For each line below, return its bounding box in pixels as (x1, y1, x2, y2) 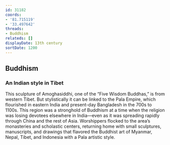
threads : (5, 26, 24, 32)
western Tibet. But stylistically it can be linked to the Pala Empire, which (5, 96, 156, 102)
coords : (5, 12, 22, 17)
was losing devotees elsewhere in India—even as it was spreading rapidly (5, 112, 160, 119)
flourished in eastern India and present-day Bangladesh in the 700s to (5, 102, 152, 108)
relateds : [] (5, 36, 33, 41)
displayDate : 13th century (5, 41, 63, 46)
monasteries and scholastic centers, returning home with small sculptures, (5, 123, 162, 130)
